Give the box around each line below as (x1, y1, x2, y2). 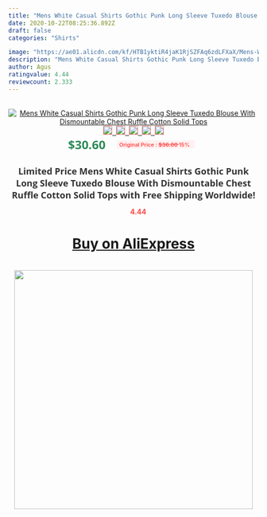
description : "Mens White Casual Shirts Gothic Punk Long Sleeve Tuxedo (8, 56, 254, 64)
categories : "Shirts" (8, 33, 80, 42)
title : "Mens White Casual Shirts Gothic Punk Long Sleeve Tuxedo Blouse (8, 11, 258, 20)
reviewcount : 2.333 (8, 77, 73, 86)
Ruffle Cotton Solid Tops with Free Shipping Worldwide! (11, 188, 256, 202)
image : (8, 49, 30, 57)
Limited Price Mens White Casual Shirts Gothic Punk (17, 164, 250, 178)
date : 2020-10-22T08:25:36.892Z (8, 19, 115, 27)
